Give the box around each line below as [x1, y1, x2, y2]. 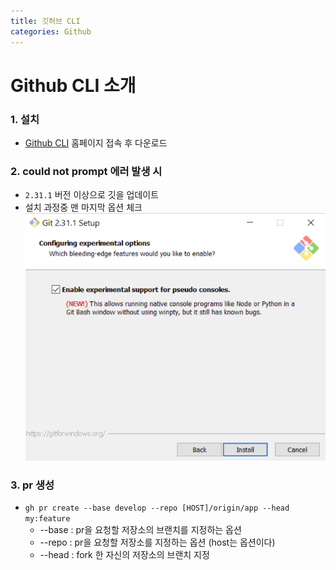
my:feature [24, 513, 71, 524]
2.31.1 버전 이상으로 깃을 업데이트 [24, 189, 160, 201]
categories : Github [10, 26, 92, 37]
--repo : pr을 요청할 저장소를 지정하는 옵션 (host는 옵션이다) [39, 536, 276, 548]
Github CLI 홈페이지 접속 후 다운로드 [24, 136, 168, 149]
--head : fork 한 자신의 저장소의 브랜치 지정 [39, 548, 210, 560]
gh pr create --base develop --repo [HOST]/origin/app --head [24, 503, 290, 513]
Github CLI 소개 [10, 74, 137, 97]
